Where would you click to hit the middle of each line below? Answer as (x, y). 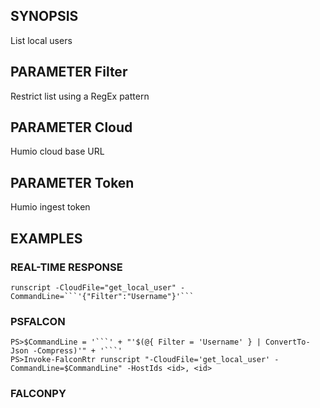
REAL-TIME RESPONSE (66, 267)
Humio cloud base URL (57, 151)
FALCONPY (38, 394)
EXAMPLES (46, 238)
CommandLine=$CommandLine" (66, 369)
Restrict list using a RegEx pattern (80, 96)
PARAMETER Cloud (71, 127)
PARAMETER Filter (69, 72)
